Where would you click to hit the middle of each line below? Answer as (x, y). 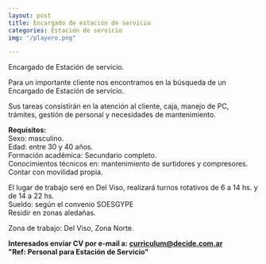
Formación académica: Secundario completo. (83, 155)
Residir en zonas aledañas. (52, 213)
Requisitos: (27, 130)
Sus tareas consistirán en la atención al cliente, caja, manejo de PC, (119, 106)
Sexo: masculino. (36, 139)
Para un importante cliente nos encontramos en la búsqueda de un (117, 82)
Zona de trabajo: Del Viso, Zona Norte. (71, 228)
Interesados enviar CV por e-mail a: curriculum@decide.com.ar (116, 243)
